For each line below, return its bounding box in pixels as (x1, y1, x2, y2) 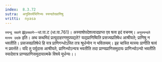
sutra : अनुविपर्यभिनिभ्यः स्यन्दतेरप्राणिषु (5, 12, 63, 16)
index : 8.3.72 (5, 7, 36, 12)
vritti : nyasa (5, 16, 36, 21)
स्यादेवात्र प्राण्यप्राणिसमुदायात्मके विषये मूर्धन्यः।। (5, 51, 77, 57)
